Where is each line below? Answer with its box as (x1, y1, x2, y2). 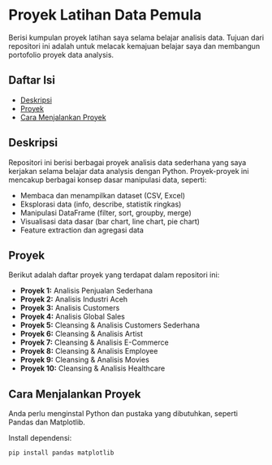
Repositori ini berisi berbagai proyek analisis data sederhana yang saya (8, 157, 247, 167)
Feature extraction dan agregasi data (19, 225, 145, 235)
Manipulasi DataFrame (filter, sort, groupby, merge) (19, 207, 192, 217)
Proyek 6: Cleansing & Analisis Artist (19, 329, 144, 339)
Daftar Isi (8, 73, 55, 87)
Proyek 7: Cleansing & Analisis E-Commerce (19, 337, 169, 347)
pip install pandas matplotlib (8, 449, 114, 457)
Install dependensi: (8, 433, 72, 443)
